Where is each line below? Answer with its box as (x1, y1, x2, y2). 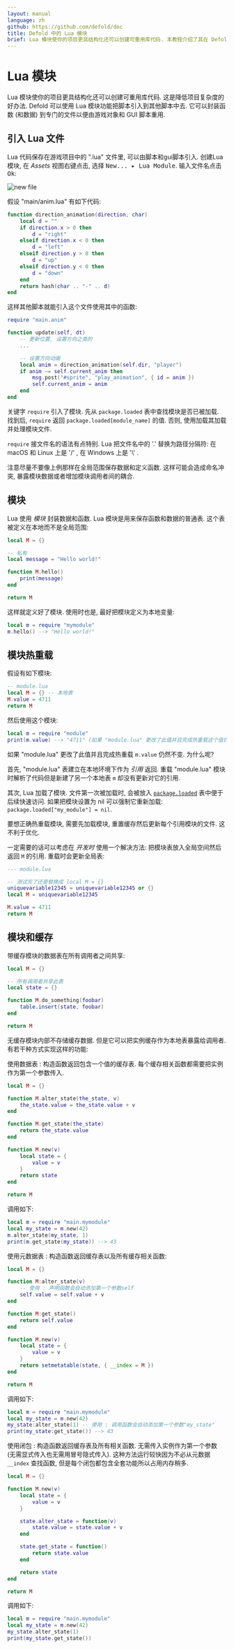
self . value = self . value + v (19, 1291, 104, 1298)
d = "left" (32, 244, 64, 251)
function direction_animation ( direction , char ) (7, 211, 148, 218)
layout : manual (7, 10, 52, 17)
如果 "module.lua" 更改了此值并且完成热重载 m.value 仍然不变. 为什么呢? (7, 750, 214, 758)
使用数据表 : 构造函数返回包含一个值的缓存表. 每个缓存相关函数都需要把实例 (7, 1059, 224, 1068)
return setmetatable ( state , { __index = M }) (19, 1362, 155, 1370)
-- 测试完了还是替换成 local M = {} (7, 878, 104, 885)
